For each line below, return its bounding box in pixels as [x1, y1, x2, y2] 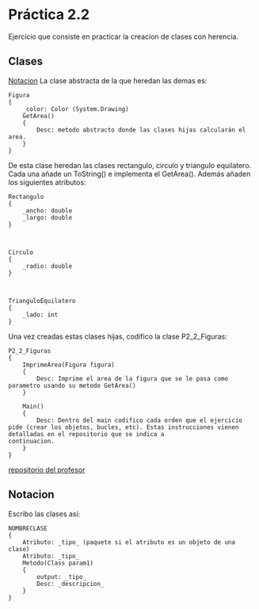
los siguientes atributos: [8, 177, 86, 187]
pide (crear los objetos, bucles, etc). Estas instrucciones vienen [8, 423, 239, 431]
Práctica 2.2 [8, 6, 90, 24]
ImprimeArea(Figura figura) [22, 361, 115, 369]
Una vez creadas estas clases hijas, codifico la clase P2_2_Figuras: [8, 331, 227, 341]
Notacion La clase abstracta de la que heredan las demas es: [8, 75, 208, 85]
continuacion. [8, 437, 55, 445]
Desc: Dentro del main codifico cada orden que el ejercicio [36, 416, 243, 424]
